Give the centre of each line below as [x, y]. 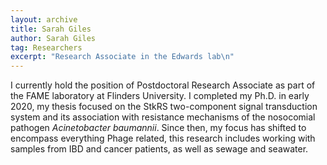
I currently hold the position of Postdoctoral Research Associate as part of [163, 85]
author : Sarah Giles [53, 38]
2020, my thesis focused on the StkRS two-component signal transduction [164, 107]
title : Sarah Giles [51, 29]
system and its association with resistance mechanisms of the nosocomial [163, 117]
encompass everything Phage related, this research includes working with [163, 138]
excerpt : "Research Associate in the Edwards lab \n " [122, 57]
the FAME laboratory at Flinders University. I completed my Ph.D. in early [160, 96]
